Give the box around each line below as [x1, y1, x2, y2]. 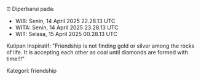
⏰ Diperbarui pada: [6, 5, 55, 12]
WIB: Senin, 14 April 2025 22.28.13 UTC [15, 18, 116, 24]
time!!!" [6, 55, 25, 62]
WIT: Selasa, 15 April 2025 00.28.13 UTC [15, 31, 118, 37]
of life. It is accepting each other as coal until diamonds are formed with [6, 49, 189, 56]
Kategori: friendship [6, 67, 57, 74]
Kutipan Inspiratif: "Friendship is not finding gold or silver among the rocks [6, 42, 195, 49]
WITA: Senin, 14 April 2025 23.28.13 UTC [15, 24, 119, 31]
